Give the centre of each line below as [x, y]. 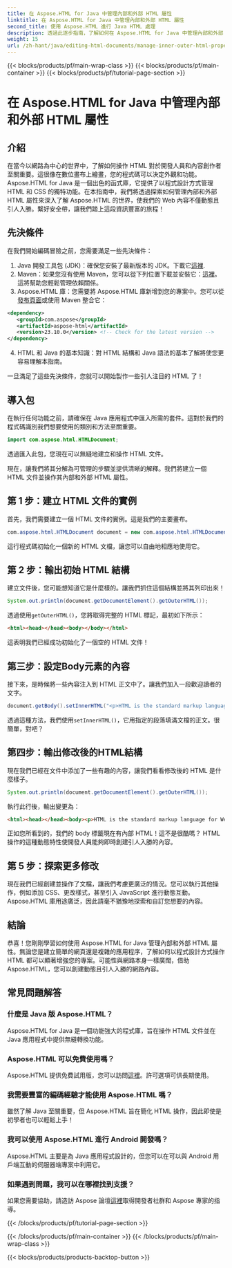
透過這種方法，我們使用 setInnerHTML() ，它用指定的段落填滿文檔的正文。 [110, 720]
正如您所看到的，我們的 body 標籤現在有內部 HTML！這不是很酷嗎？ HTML [114, 833]
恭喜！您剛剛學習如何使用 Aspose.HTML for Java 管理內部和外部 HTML [109, 943]
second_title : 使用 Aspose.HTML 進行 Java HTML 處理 [81, 26]
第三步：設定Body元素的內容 [68, 666]
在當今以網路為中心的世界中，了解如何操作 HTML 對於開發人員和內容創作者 [114, 166]
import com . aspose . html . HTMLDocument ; [63, 440]
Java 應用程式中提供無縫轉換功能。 [57, 1039]
